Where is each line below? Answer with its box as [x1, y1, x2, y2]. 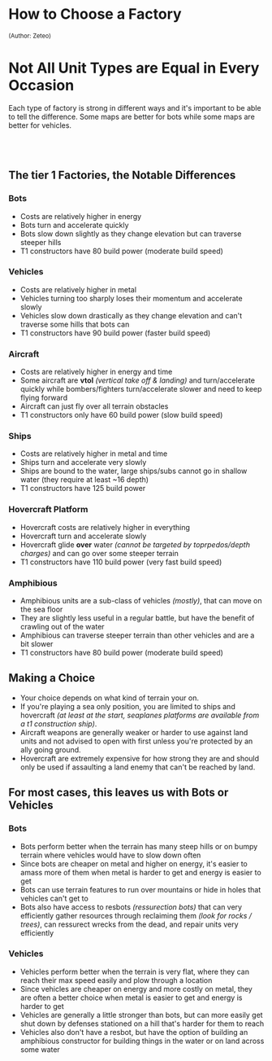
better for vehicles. [8, 120, 71, 130]
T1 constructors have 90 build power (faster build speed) [19, 327, 211, 338]
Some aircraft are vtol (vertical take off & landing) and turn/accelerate [19, 375, 256, 385]
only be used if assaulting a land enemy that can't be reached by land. [19, 762, 256, 772]
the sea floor [19, 604, 63, 615]
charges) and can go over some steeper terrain [19, 548, 179, 558]
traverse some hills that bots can [19, 319, 130, 329]
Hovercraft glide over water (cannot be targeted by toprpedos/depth [19, 539, 250, 550]
